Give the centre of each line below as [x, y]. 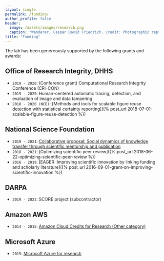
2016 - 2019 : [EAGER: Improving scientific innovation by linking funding [84, 162]
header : [13, 23]
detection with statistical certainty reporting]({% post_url [69, 109]
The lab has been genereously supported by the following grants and [74, 50]
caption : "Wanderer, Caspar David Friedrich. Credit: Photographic [80, 32]
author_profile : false [28, 19]
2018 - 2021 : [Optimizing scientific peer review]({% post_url [72, 151]
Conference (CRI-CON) [36, 88]
